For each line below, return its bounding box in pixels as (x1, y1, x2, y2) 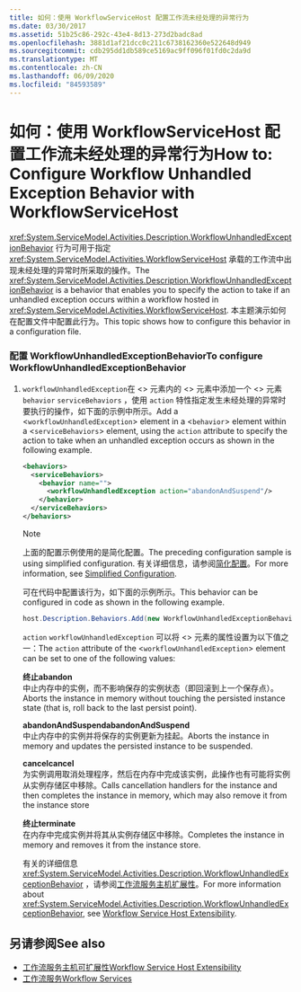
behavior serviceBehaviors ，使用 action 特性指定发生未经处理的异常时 (22, 394, 287, 405)
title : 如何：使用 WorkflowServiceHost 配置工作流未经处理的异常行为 (9, 13, 250, 22)
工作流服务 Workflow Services (22, 972, 132, 984)
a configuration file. (9, 325, 82, 337)
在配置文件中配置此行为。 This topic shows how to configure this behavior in (9, 315, 290, 326)
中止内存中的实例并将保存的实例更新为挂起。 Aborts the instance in (22, 730, 270, 741)
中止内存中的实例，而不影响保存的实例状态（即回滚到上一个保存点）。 (22, 682, 279, 693)
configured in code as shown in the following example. (22, 597, 225, 607)
